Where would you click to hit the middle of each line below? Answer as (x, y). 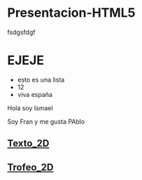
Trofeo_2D (30, 167)
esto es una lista (41, 80)
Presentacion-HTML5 (71, 13)
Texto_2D (28, 143)
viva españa (35, 94)
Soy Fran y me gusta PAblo (46, 121)
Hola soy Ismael (30, 108)
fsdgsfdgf (21, 32)
